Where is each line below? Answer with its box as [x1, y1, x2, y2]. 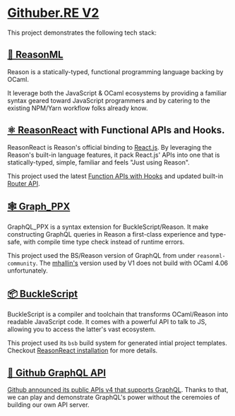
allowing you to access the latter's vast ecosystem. [7, 325, 157, 333]
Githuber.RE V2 [7, 5, 100, 21]
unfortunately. [7, 266, 48, 275]
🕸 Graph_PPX [7, 200, 71, 213]
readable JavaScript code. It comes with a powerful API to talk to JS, [7, 318, 207, 326]
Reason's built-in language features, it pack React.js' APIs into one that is [7, 150, 220, 159]
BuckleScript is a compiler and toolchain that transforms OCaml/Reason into [7, 310, 229, 319]
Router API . [7, 179, 40, 188]
